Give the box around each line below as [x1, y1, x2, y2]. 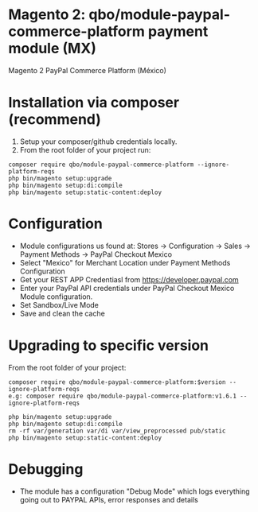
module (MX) [8, 40, 97, 57]
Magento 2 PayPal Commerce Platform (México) [8, 65, 167, 75]
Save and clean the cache [19, 308, 105, 318]
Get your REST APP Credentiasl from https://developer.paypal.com [19, 274, 239, 284]
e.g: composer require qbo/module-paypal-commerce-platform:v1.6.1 [8, 392, 237, 400]
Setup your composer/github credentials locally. [19, 137, 178, 146]
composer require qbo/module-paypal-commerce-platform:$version [8, 378, 226, 386]
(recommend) [8, 111, 102, 129]
